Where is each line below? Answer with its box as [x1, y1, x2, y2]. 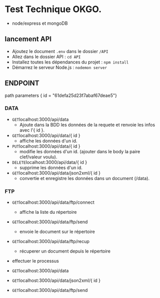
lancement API [5, 35, 52, 43]
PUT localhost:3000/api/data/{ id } [12, 143, 81, 149]
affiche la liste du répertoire [19, 209, 77, 215]
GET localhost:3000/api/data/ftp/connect [12, 199, 95, 205]
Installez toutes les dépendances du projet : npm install [12, 59, 129, 65]
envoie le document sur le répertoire [19, 228, 95, 235]
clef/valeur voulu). [19, 154, 57, 160]
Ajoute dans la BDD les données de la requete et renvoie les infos [19, 122, 155, 128]
